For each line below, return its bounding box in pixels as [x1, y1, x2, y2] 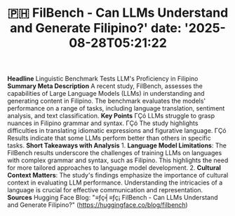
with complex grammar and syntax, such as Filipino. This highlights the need [7, 156, 229, 165]
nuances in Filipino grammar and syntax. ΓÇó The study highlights [7, 119, 199, 127]
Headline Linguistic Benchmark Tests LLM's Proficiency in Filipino [7, 75, 199, 83]
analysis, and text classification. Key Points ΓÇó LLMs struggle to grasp [7, 112, 215, 120]
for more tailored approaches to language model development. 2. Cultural [7, 164, 221, 172]
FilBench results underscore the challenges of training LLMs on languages [7, 149, 222, 157]
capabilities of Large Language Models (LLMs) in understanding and [7, 89, 205, 98]
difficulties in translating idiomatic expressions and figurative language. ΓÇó [7, 127, 227, 135]
